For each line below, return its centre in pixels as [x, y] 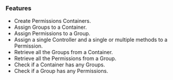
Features [19, 8]
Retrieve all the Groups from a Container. [63, 52]
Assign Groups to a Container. [50, 27]
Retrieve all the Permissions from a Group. [65, 59]
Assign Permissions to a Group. [52, 34]
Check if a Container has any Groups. [59, 65]
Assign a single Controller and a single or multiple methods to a [91, 40]
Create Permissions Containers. [53, 21]
